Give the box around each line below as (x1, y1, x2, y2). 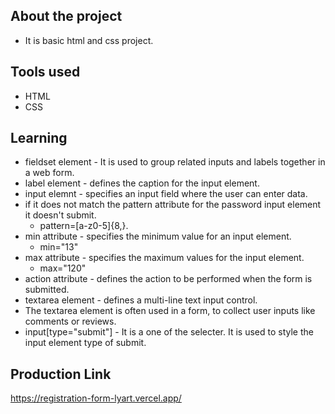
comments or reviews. (24, 315, 117, 328)
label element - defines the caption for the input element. (24, 177, 260, 189)
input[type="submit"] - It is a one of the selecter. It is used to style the (24, 326, 314, 338)
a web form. (24, 167, 75, 179)
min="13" (39, 241, 79, 253)
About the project (10, 8, 123, 25)
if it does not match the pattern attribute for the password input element (24, 199, 322, 211)
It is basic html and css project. (24, 34, 154, 46)
